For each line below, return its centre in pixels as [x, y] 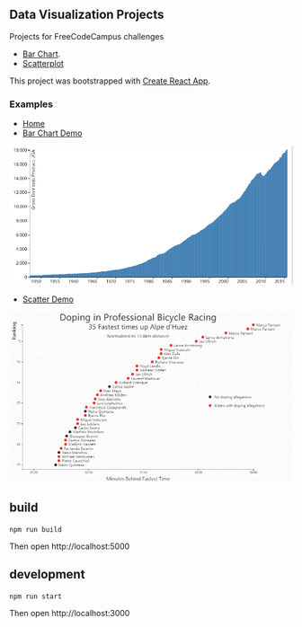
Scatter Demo [48, 299]
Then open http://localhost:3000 [70, 613]
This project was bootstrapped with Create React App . [110, 81]
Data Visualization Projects [87, 15]
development [47, 574]
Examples [31, 104]
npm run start [36, 596]
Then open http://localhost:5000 [70, 546]
